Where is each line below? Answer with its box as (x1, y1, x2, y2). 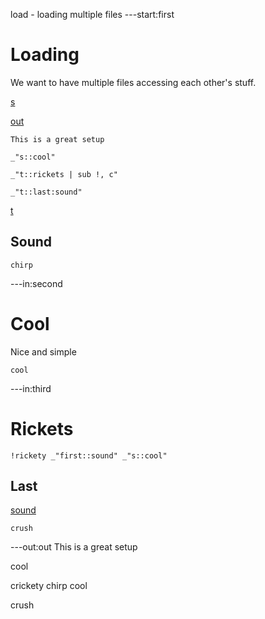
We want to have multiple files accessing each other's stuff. (10, 76, 257, 88)
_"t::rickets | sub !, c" (10, 169, 118, 179)
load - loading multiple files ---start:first (10, 9, 175, 20)
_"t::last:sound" (10, 187, 83, 197)
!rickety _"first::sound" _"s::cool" (10, 450, 168, 461)
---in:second (10, 277, 63, 289)
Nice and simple (10, 345, 77, 358)
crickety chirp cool (10, 580, 88, 592)
